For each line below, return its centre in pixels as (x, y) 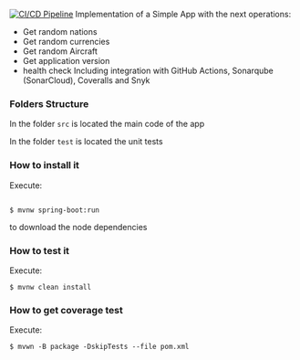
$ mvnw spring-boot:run (55, 210)
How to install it (45, 165)
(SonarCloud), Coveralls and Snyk (86, 80)
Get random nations (60, 32)
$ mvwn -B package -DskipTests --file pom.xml (99, 347)
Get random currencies (66, 42)
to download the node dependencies (78, 227)
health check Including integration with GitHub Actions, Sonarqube (148, 70)
